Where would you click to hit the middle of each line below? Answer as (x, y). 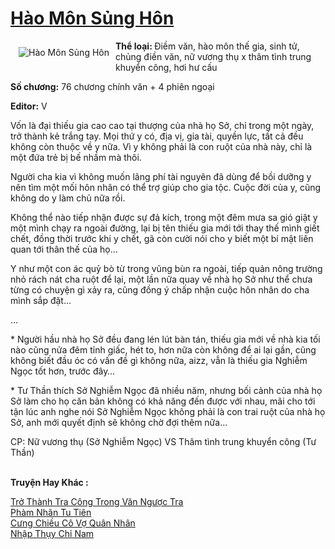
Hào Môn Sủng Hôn (92, 18)
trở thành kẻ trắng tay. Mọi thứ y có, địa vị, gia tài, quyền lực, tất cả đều (157, 136)
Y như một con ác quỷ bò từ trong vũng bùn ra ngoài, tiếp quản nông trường (166, 268)
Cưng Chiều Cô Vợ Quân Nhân (73, 523)
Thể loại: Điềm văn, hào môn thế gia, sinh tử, (207, 46)
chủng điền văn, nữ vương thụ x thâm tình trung (213, 56)
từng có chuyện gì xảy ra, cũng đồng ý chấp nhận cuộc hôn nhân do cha (160, 289)
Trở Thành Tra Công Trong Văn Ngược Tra (97, 501)
